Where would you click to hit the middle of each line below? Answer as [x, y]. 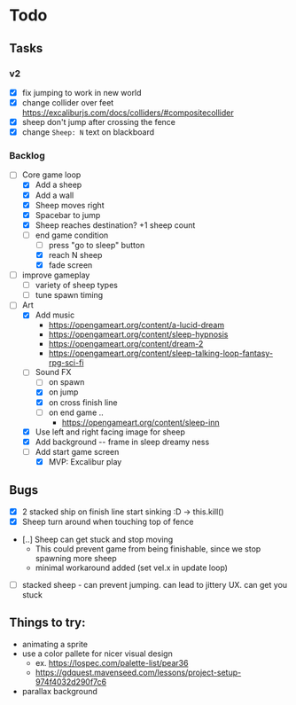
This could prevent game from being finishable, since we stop [148, 548]
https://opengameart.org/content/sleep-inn [140, 422]
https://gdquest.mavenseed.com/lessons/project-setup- [138, 672]
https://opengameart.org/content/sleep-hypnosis [138, 334]
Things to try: [47, 623]
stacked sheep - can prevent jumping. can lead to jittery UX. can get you [155, 584]
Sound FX [53, 372]
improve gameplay [56, 275]
